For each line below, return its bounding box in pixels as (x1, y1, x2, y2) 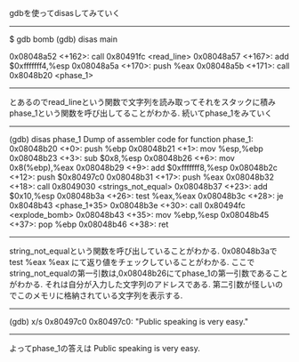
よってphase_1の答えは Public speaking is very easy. (9, 343, 200, 353)
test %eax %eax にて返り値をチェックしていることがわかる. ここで (9, 257, 255, 267)
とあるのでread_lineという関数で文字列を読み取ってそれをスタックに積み (9, 97, 276, 107)
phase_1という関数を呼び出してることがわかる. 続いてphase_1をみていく (9, 108, 273, 118)
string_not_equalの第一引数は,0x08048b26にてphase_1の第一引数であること (9, 268, 289, 278)
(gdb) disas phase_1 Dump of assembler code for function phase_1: (9, 134, 254, 144)
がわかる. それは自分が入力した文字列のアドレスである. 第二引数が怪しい (9, 279, 276, 289)
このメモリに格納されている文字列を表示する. (16, 290, 183, 301)
